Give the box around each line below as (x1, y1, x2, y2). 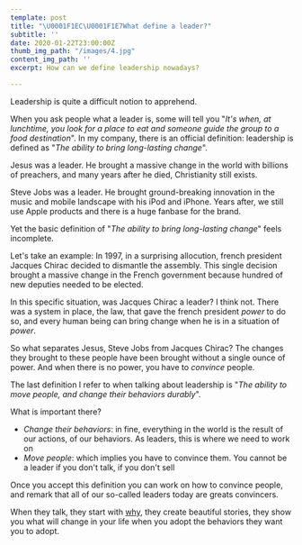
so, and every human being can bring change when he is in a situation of (10, 315, 280, 326)
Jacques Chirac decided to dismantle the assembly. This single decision (10, 259, 278, 270)
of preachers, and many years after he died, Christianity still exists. (10, 168, 258, 180)
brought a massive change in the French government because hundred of (10, 269, 284, 280)
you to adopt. (10, 525, 59, 536)
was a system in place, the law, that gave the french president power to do (10, 305, 287, 316)
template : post (10, 13, 67, 23)
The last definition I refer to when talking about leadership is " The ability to (10, 379, 288, 390)
